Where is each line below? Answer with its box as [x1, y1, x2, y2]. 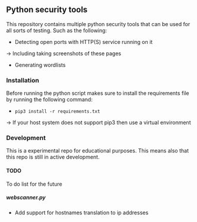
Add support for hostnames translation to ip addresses [14, 209, 149, 216]
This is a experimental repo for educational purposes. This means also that [6, 147, 189, 154]
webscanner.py [6, 194, 46, 201]
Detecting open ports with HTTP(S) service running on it [14, 38, 153, 45]
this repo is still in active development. [6, 154, 100, 161]
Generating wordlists [14, 61, 66, 68]
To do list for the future [6, 180, 62, 188]
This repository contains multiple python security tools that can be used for [6, 20, 190, 27]
